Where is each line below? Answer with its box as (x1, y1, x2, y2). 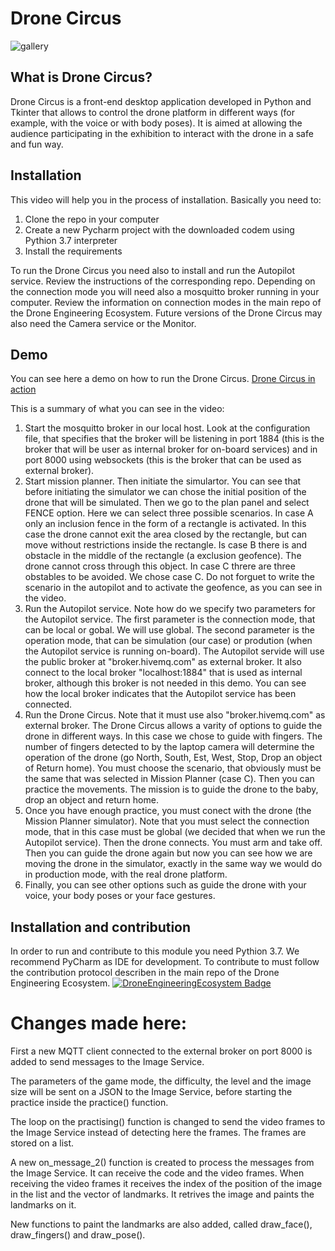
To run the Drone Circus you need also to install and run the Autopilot (10, 264, 295, 276)
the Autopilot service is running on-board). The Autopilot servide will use (24, 645, 325, 657)
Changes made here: (10, 1012, 188, 1035)
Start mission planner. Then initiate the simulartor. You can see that (24, 475, 302, 487)
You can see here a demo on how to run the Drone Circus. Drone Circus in (10, 373, 316, 385)
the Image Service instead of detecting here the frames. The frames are (10, 1127, 307, 1139)
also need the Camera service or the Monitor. (10, 317, 197, 329)
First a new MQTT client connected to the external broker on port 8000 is (10, 1045, 313, 1057)
